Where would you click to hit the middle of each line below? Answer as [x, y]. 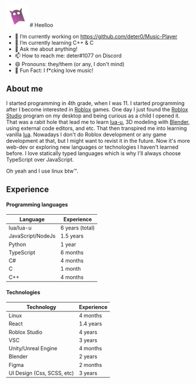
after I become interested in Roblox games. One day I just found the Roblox [97, 109]
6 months [72, 252]
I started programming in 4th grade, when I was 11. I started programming [95, 103]
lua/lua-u [20, 228]
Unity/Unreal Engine [33, 349]
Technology [41, 307]
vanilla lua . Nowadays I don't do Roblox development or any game [86, 134]
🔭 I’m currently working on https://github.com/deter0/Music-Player [96, 36]
